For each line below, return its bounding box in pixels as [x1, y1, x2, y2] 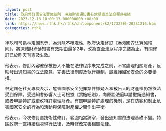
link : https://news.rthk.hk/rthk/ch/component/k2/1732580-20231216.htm [5, 21, 156, 26]
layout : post [5, 7, 32, 12]
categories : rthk [5, 26, 41, 31]
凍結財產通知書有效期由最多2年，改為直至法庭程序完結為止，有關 [20, 46, 153, 52]
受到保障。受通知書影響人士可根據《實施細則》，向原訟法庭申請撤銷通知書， [5, 92, 159, 98]
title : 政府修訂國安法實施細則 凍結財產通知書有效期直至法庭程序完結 [5, 12, 131, 17]
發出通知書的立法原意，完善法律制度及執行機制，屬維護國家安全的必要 [9, 69, 152, 75]
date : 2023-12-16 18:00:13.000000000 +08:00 [5, 16, 98, 21]
